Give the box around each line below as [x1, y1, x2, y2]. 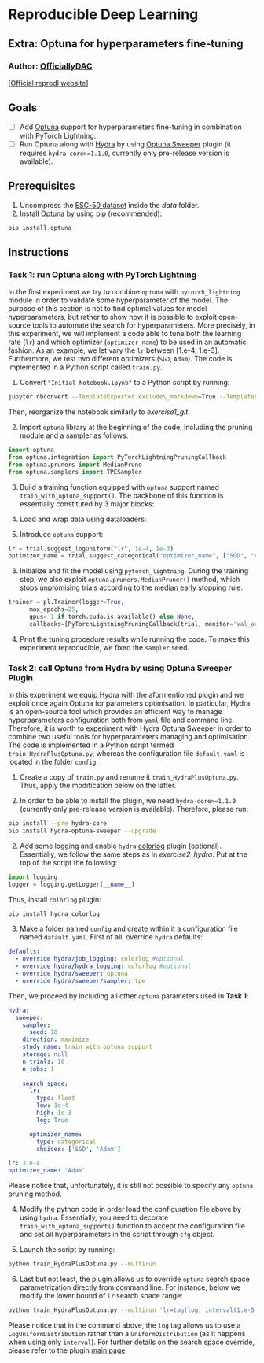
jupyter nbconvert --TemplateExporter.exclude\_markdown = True [8, 393, 216, 401]
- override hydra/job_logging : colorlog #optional [15, 955, 185, 963]
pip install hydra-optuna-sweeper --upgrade [8, 827, 156, 835]
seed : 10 [28, 1028, 58, 1036]
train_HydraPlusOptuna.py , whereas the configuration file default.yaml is [8, 749, 245, 758]
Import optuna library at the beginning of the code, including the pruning [19, 423, 253, 432]
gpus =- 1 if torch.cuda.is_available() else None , [28, 613, 195, 621]
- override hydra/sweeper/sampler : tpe [15, 976, 146, 985]
